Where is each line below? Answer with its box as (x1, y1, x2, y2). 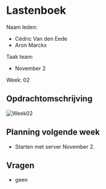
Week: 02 (6, 76, 30, 83)
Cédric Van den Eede (14, 35, 68, 42)
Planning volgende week (6, 127, 100, 137)
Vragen (6, 160, 35, 170)
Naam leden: (6, 23, 38, 31)
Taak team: (6, 53, 34, 60)
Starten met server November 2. (14, 143, 95, 150)
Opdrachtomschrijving (6, 94, 93, 104)
